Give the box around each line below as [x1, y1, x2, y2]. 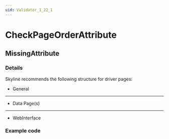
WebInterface [12, 115, 41, 121]
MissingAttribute [5, 49, 59, 58]
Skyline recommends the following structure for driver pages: [5, 76, 132, 82]
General [12, 85, 29, 91]
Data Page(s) [12, 100, 40, 106]
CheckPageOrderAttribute [5, 29, 117, 40]
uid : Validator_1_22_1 [5, 7, 53, 13]
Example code [5, 127, 41, 134]
